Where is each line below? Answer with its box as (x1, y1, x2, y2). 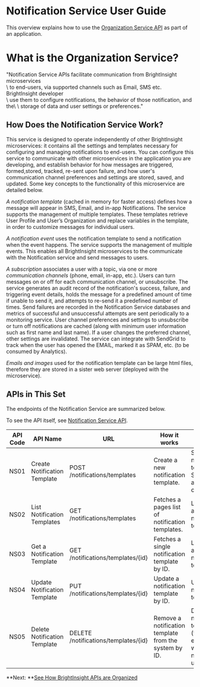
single (154, 542, 171, 550)
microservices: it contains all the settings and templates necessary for (6, 142, 179, 149)
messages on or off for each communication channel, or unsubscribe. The (6, 278, 189, 285)
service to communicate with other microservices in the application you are (6, 154, 191, 162)
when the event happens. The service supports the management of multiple (6, 241, 192, 248)
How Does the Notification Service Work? (6, 120, 164, 130)
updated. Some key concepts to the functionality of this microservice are (6, 180, 185, 187)
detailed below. (6, 186, 43, 193)
